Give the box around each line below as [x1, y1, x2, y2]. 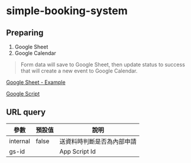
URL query [6, 107, 46, 118]
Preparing [6, 28, 44, 38]
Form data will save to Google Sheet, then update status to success [20, 61, 185, 68]
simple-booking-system [6, 4, 128, 18]
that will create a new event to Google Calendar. [20, 67, 138, 74]
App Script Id [59, 147, 96, 155]
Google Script [6, 90, 40, 97]
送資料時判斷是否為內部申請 [59, 137, 137, 145]
